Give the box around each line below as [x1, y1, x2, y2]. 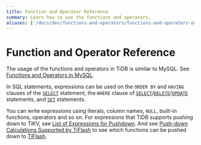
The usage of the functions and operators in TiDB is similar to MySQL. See [6, 65, 190, 72]
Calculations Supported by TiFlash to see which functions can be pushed [6, 127, 187, 134]
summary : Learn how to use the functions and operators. [6, 14, 151, 20]
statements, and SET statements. [6, 96, 86, 103]
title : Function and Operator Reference [6, 8, 109, 15]
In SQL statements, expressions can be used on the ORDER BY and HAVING [6, 83, 184, 90]
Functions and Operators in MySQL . [6, 72, 95, 79]
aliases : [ [6, 20, 33, 26]
